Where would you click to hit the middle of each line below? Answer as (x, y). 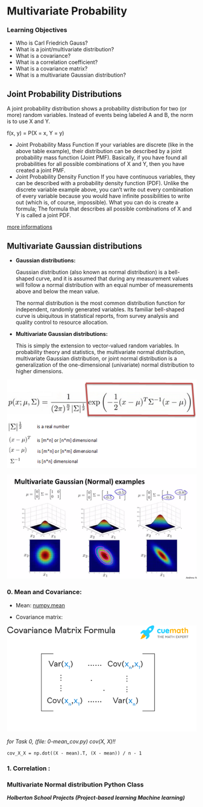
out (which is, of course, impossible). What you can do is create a (97, 203)
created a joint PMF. (40, 171)
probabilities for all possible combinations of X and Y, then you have (100, 164)
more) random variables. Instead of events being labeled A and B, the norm (100, 115)
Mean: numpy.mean (40, 605)
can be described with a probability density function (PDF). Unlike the (102, 183)
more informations (30, 227)
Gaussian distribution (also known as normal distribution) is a (91, 272)
